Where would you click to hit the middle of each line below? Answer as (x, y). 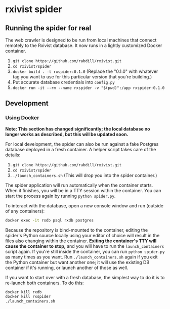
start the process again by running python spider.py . (60, 196)
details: (13, 155)
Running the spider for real (48, 28)
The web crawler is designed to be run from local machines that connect (81, 40)
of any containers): (25, 211)
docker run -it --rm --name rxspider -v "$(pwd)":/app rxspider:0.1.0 (89, 88)
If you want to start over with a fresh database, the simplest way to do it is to (85, 277)
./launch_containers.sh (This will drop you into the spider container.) (85, 175)
